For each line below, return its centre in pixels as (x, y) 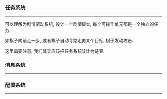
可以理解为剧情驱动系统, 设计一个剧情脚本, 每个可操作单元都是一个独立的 (80, 24)
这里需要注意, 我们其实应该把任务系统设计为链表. (55, 51)
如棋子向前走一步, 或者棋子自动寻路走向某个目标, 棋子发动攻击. (69, 41)
